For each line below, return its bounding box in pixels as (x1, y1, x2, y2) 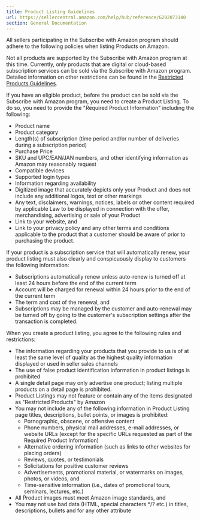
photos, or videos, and (23, 475, 80, 482)
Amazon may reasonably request (14, 160, 97, 168)
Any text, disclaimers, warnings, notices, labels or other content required (14, 199, 195, 206)
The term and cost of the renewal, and (14, 298, 110, 306)
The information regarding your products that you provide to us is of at (14, 348, 189, 355)
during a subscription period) (14, 142, 87, 149)
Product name (14, 122, 50, 130)
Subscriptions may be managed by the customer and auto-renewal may (14, 305, 192, 312)
